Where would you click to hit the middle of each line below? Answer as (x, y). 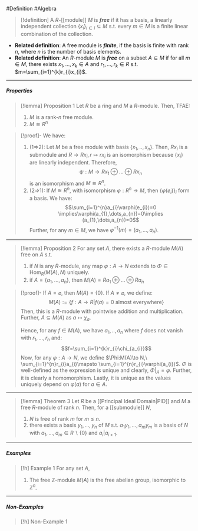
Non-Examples (25, 507)
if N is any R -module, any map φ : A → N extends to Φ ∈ (98, 266)
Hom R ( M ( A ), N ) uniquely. (59, 273)
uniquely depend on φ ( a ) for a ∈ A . (64, 384)
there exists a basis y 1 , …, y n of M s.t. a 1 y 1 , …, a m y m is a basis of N (109, 426)
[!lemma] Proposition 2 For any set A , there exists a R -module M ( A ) (102, 248)
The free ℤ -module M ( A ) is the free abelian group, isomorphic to (108, 480)
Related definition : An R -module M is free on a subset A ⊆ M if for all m (102, 58)
